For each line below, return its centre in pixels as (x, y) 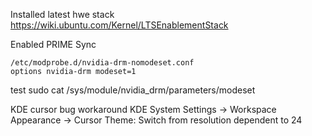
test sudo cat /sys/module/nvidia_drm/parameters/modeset (133, 90)
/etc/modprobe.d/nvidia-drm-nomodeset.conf (102, 63)
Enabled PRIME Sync (53, 44)
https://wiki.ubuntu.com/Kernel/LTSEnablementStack (119, 25)
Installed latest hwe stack (62, 14)
